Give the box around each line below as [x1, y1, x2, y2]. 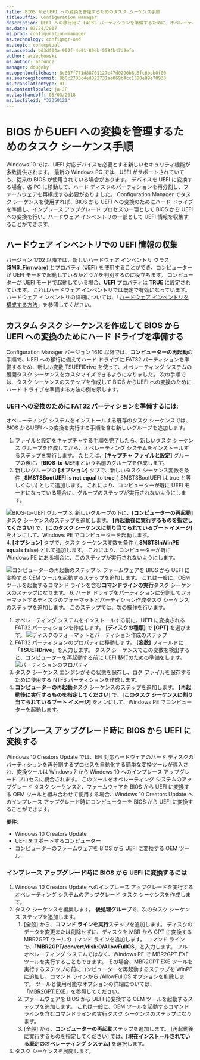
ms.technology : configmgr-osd [6, 36, 82, 42]
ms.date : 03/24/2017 [6, 25, 58, 32]
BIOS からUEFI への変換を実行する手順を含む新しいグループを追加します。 [6, 424, 189, 431]
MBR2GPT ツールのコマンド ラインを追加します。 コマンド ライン [23, 935, 185, 942]
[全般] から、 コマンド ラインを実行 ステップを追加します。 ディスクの [23, 920, 193, 928]
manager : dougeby [6, 64, 49, 70]
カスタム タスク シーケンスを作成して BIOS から [6, 320, 180, 330]
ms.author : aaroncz [6, 58, 55, 64]
